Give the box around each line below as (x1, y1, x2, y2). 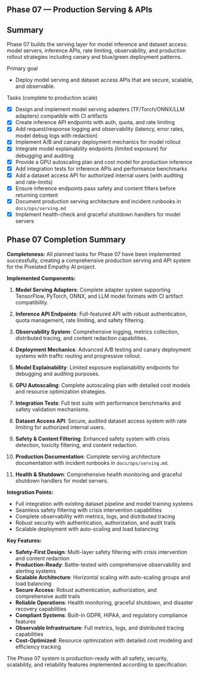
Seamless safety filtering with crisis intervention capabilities (15, 506, 162, 514)
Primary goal (7, 65, 38, 72)
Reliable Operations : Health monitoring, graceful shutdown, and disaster (15, 599, 194, 606)
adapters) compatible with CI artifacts (15, 112, 108, 119)
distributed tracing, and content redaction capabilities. (15, 334, 148, 341)
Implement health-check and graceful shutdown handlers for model (15, 210, 181, 218)
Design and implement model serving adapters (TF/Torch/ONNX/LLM (15, 106, 185, 113)
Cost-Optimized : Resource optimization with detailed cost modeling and (15, 637, 193, 644)
